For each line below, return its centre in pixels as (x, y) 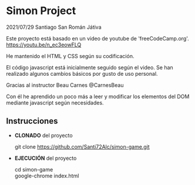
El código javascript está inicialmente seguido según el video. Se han (90, 67)
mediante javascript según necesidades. (55, 102)
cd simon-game (34, 169)
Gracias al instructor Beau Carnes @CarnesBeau (65, 85)
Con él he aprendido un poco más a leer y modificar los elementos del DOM (98, 96)
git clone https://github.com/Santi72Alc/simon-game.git (82, 147)
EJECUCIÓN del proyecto (46, 158)
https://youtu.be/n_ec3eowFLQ (44, 45)
